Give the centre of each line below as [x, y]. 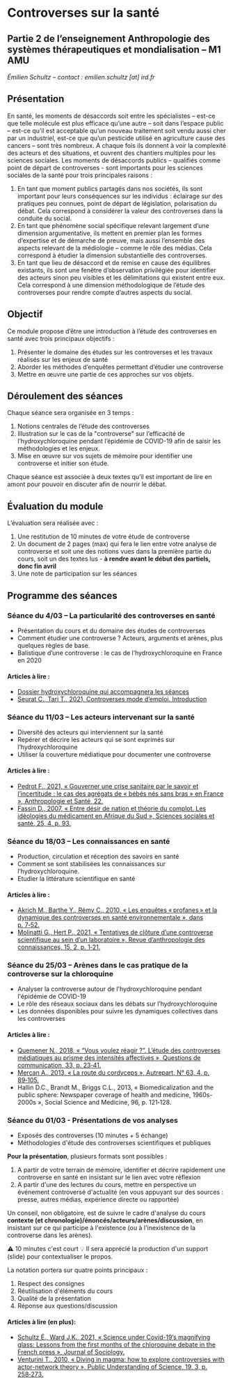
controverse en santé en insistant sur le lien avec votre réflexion [109, 1177]
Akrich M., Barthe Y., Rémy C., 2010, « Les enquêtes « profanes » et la [117, 910]
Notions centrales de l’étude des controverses [83, 426]
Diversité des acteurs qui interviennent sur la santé [90, 732]
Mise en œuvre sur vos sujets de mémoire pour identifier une [105, 456]
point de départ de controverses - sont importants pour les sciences [105, 167]
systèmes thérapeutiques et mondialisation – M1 [114, 49]
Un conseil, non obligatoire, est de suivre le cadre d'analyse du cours [106, 1213]
